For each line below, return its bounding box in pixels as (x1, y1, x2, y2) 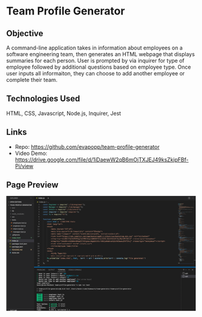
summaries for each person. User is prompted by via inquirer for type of (6, 57, 185, 64)
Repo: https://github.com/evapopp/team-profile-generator (14, 143, 160, 150)
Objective (6, 28, 44, 39)
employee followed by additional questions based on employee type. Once (6, 63, 191, 71)
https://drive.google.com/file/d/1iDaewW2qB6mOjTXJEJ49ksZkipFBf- (14, 155, 189, 163)
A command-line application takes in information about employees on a (6, 44, 183, 51)
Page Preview (6, 180, 59, 190)
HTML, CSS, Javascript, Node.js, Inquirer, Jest (6, 110, 121, 117)
